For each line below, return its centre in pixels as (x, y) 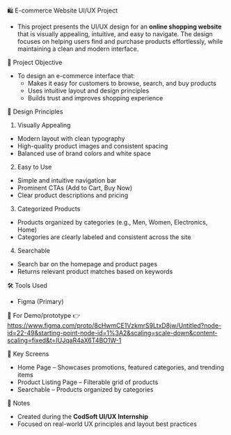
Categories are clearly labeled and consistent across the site (104, 237)
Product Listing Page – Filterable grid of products (88, 382)
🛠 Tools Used (27, 285)
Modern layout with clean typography (71, 138)
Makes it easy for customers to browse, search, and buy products (122, 83)
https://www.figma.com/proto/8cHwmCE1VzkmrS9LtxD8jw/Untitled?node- (114, 326)
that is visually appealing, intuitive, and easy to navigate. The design (115, 34)
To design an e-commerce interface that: (76, 76)
